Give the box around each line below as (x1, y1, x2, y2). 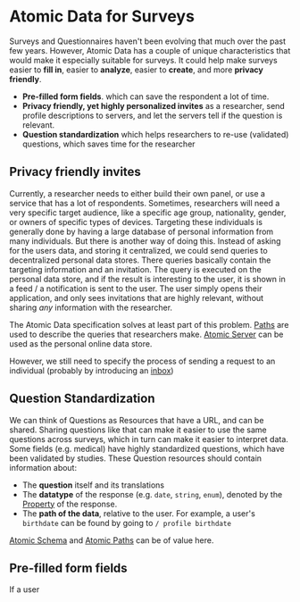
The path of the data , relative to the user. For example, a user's (21, 507, 256, 519)
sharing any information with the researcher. (9, 302, 172, 313)
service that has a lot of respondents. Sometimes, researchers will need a (9, 197, 280, 208)
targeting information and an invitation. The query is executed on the (9, 263, 262, 274)
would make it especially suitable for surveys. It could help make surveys (9, 54, 279, 65)
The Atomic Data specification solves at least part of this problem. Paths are (9, 319, 289, 330)
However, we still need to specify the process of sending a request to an (9, 355, 276, 366)
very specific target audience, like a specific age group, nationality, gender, (9, 207, 287, 218)
